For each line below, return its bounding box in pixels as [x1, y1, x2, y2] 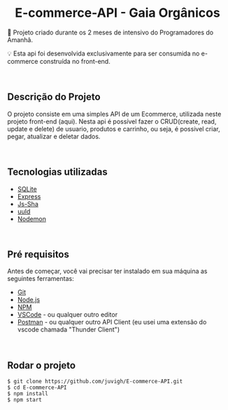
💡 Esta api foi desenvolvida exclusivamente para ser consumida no [7, 49, 200, 58]
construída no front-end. [39, 57, 111, 65]
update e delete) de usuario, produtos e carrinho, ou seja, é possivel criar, [7, 124, 220, 133]
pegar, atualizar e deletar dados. [7, 132, 101, 140]
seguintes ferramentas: [7, 275, 75, 283]
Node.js [17, 296, 41, 304]
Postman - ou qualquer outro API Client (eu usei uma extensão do [17, 318, 207, 326]
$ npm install [7, 390, 49, 397]
